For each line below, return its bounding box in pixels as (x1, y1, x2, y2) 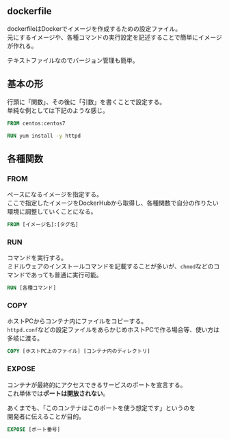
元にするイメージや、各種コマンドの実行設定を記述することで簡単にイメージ (7, 33, 222, 41)
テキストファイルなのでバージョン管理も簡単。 (7, 56, 139, 64)
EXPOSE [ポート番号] (7, 426, 60, 433)
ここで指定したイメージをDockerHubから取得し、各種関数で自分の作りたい (7, 199, 219, 208)
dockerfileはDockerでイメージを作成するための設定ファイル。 (7, 24, 182, 33)
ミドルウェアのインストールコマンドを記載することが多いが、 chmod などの (7, 262, 214, 271)
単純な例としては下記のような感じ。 (7, 106, 109, 114)
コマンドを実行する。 (7, 253, 67, 262)
